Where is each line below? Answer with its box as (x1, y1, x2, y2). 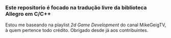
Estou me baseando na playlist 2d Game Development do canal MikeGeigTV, (5, 22, 166, 28)
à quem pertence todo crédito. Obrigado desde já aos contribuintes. (5, 27, 149, 33)
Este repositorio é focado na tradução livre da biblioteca (5, 4, 147, 11)
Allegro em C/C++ (5, 10, 51, 17)
